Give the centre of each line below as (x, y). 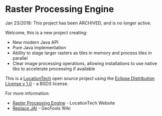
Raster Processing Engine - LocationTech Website (64, 103)
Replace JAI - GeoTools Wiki (41, 108)
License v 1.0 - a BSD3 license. (37, 84)
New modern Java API (35, 42)
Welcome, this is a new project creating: (46, 32)
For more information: (27, 93)
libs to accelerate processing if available (54, 69)
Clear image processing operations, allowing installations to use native (85, 63)
